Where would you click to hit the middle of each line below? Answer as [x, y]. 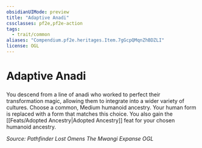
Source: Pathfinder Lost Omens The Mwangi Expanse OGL [80, 138]
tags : [13, 29]
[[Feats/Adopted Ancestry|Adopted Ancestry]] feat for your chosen [91, 120]
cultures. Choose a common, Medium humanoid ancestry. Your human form [101, 107]
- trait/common [31, 35]
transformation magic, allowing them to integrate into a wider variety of [95, 100]
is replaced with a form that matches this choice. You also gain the [90, 114]
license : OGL [23, 46]
